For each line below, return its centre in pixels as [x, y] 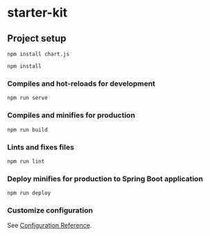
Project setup [37, 38]
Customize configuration [50, 210]
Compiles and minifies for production [71, 116]
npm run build [28, 129]
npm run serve [28, 98]
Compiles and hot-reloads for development [81, 83]
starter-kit [37, 13]
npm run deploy [29, 193]
